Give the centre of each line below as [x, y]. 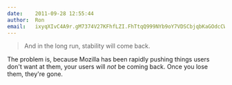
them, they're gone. [35, 74]
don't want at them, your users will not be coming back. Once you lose [108, 67]
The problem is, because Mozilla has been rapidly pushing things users [108, 59]
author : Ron [26, 20]
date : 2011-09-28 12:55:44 [51, 13]
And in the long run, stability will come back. [87, 46]
